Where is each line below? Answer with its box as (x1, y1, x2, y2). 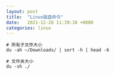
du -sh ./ (6, 64, 31, 70)
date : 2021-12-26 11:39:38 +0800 (6, 19, 94, 25)
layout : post (6, 8, 38, 15)
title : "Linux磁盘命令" (6, 14, 64, 20)
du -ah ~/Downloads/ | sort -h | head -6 (6, 47, 110, 53)
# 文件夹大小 (6, 59, 34, 64)
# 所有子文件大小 (6, 42, 42, 48)
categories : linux (6, 25, 51, 31)
